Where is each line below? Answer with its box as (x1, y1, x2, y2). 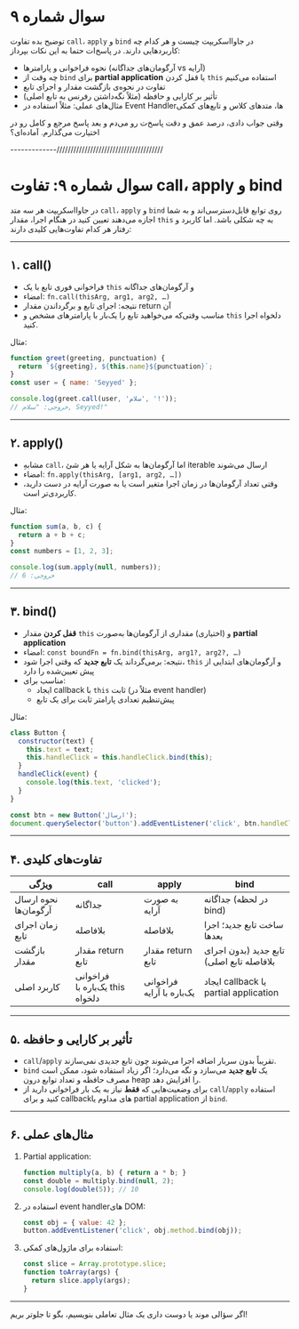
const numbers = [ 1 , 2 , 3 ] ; (10, 547, 114, 556)
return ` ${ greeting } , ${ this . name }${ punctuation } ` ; (18, 362, 214, 371)
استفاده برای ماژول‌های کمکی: (22, 1243, 123, 1253)
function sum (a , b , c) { (10, 522, 102, 531)
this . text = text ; (26, 745, 94, 753)
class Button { (10, 728, 67, 737)
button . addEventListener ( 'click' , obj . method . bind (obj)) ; (22, 1226, 242, 1236)
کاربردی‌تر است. (22, 487, 77, 498)
